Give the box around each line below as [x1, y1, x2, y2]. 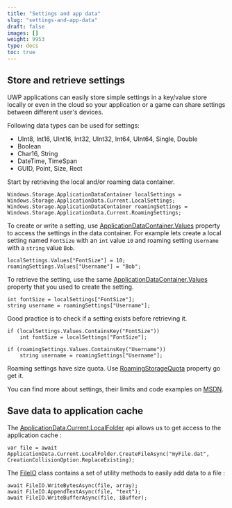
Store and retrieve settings [7, 74, 125, 87]
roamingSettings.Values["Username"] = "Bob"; [7, 263, 141, 270]
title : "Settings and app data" [7, 10, 101, 17]
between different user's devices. [7, 108, 103, 116]
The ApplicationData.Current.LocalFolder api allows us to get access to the [7, 423, 222, 432]
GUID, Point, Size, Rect [17, 164, 83, 172]
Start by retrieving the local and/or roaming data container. [7, 178, 175, 186]
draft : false [7, 23, 45, 30]
